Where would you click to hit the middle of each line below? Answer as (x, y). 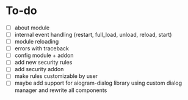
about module (32, 28)
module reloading (37, 42)
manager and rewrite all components (61, 90)
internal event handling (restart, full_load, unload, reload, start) (93, 35)
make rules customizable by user (56, 76)
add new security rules (43, 63)
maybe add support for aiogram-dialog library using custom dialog (98, 83)
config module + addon (44, 55)
